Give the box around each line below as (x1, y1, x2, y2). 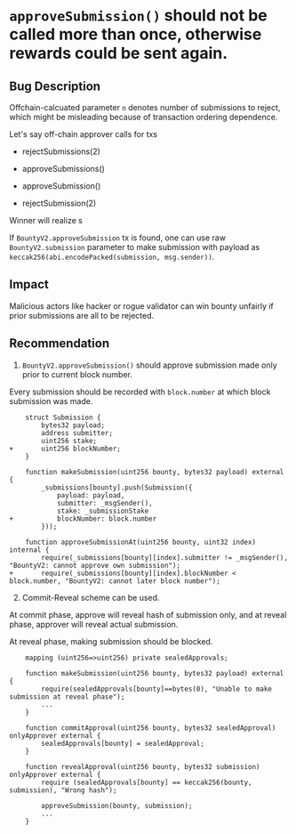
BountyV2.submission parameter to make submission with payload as (9, 242, 260, 252)
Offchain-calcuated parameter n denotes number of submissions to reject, (9, 102, 281, 112)
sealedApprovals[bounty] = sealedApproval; (41, 739, 204, 748)
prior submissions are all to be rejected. (9, 310, 155, 320)
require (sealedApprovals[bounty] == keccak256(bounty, (41, 778, 252, 787)
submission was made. (9, 395, 93, 406)
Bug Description (9, 78, 100, 93)
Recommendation (9, 336, 109, 352)
